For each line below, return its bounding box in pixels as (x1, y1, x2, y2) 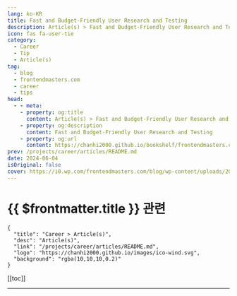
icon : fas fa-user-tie (7, 30, 74, 37)
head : (7, 96, 23, 103)
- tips (13, 89, 33, 96)
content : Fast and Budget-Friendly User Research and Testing (25, 129, 213, 136)
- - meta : (13, 102, 42, 109)
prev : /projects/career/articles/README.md (7, 148, 138, 155)
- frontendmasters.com (13, 76, 80, 83)
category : (7, 37, 37, 44)
